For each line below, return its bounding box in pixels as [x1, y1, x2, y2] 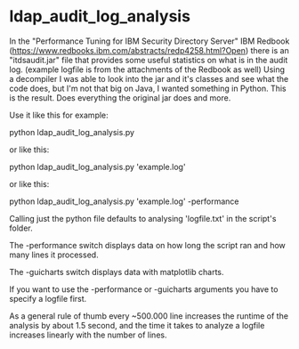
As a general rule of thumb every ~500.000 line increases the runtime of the [9, 310, 289, 321]
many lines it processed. [9, 249, 100, 260]
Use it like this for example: [9, 110, 109, 120]
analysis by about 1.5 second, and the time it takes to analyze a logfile [9, 320, 265, 330]
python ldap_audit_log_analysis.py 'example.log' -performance [9, 196, 239, 207]
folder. [9, 223, 33, 233]
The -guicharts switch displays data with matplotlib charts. [9, 266, 224, 277]
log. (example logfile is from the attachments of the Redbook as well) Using [9, 64, 286, 75]
